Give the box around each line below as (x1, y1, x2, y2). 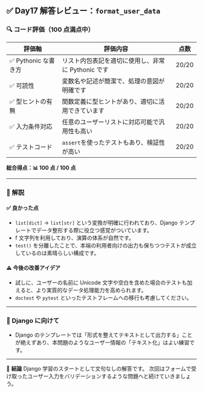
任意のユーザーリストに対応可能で (62, 118, 159, 126)
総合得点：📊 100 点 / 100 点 (6, 164, 76, 171)
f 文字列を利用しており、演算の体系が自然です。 (14, 234, 135, 241)
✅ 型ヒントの (9, 97, 47, 106)
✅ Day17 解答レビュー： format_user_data (6, 5, 161, 16)
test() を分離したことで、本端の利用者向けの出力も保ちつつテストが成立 (14, 241, 197, 249)
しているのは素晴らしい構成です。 (14, 249, 100, 257)
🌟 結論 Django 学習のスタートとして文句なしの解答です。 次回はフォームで (6, 365, 192, 372)
